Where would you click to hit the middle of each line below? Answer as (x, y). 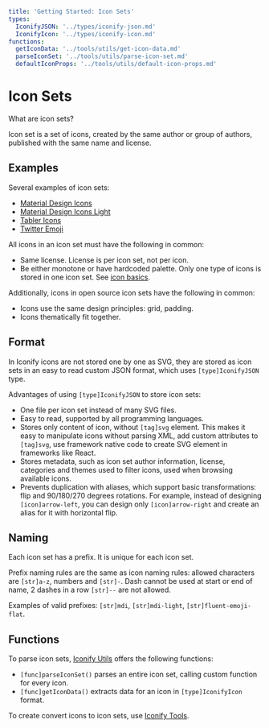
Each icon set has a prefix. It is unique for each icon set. (101, 557)
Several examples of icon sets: (59, 187)
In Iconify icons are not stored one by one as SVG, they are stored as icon (130, 362)
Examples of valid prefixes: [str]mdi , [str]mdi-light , (96, 606)
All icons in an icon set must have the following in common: (106, 244)
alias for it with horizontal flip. (69, 512)
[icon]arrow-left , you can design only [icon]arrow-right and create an (139, 504)
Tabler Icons (41, 220)
